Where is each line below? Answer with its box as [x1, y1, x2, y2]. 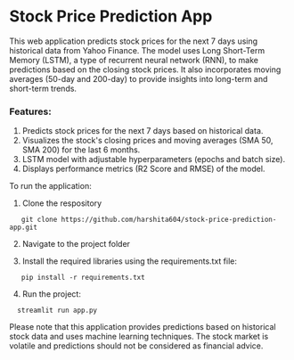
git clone [20, 216, 58, 225]
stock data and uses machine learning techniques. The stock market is [9, 331, 269, 342]
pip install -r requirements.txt [20, 274, 145, 282]
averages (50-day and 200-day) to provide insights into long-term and [9, 73, 268, 84]
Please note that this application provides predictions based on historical [9, 322, 276, 332]
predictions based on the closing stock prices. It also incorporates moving [9, 64, 282, 75]
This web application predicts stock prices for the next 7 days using [9, 36, 258, 46]
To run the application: [9, 181, 92, 192]
